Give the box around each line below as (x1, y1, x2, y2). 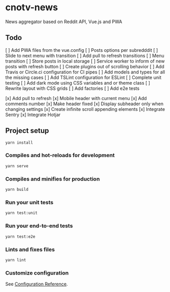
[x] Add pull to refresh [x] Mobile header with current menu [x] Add (5, 95, 147, 101)
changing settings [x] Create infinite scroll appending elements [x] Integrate (5, 106, 165, 112)
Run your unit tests (5, 199, 54, 206)
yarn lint (5, 258, 27, 263)
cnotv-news (5, 2, 58, 13)
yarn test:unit (5, 210, 38, 216)
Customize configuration (5, 269, 69, 276)
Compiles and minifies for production (5, 175, 100, 182)
